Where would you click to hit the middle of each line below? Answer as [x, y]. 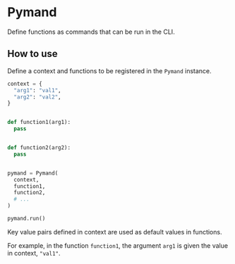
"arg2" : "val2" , [37, 97]
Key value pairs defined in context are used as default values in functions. [115, 232]
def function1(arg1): [39, 122]
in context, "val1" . [34, 253]
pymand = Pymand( [33, 173]
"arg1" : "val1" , [37, 90]
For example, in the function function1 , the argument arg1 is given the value [117, 245]
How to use [32, 54]
